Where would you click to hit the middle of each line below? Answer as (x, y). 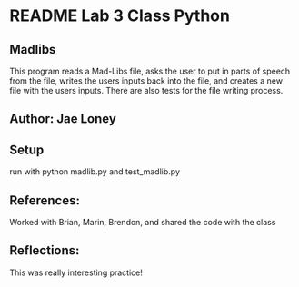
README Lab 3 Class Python (120, 16)
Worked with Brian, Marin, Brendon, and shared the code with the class (143, 223)
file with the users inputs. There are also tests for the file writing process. (146, 90)
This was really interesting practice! (76, 272)
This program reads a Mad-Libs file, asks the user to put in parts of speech (150, 71)
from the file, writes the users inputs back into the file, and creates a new (146, 81)
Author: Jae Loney (63, 119)
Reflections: (45, 251)
